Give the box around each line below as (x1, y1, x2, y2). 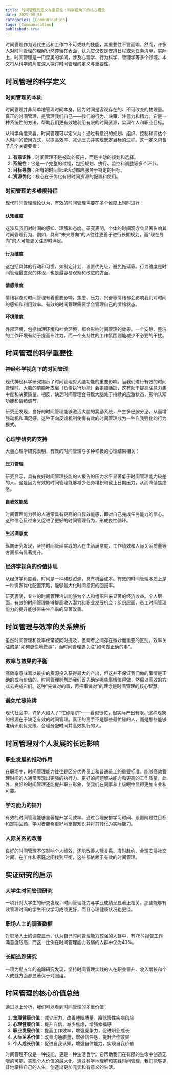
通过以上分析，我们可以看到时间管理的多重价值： (5, 1004, 109, 1010)
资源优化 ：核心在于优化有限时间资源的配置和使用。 (12, 173, 121, 179)
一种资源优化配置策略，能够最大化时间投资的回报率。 (5, 582, 118, 588)
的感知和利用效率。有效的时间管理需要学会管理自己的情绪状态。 (5, 301, 140, 307)
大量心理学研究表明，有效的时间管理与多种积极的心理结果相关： (5, 448, 140, 454)
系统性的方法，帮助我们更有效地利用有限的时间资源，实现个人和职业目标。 (9, 119, 167, 125)
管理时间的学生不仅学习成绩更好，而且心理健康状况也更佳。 (9, 906, 136, 912)
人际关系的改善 (5, 835, 42, 842)
